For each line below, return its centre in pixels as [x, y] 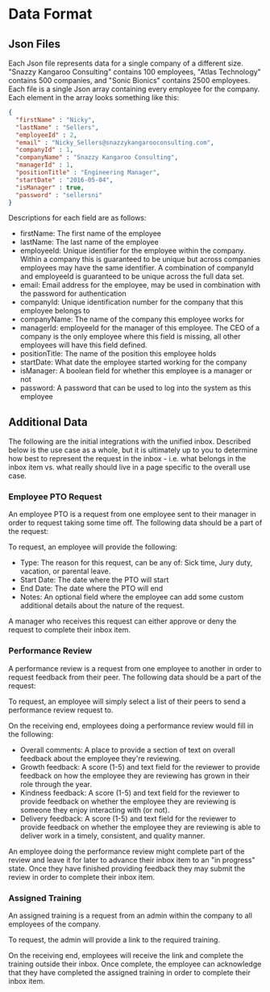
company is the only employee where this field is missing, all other [130, 337]
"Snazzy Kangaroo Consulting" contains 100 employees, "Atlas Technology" [135, 72]
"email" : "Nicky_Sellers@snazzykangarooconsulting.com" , [115, 142]
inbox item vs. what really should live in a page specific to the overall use [129, 467]
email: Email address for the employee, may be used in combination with [140, 285]
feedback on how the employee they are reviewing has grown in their [135, 776]
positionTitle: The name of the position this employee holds [118, 354]
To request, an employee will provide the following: [93, 547]
